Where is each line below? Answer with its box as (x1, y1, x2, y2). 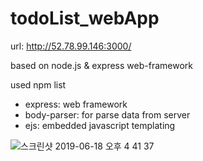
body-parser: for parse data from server (24, 108, 191, 121)
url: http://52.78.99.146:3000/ (10, 40, 132, 52)
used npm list (10, 78, 67, 91)
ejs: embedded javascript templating (24, 119, 176, 131)
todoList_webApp (10, 7, 160, 30)
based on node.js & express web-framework (10, 59, 193, 71)
